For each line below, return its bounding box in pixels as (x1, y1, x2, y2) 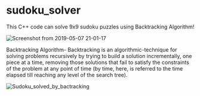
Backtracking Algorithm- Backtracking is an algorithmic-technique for (6, 46, 177, 53)
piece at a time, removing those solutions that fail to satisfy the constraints (6, 59, 189, 66)
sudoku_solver (6, 4, 81, 17)
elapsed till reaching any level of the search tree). (6, 71, 128, 78)
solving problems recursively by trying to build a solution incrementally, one (6, 52, 192, 59)
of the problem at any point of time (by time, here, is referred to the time (6, 65, 183, 72)
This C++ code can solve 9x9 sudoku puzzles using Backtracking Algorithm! (6, 23, 195, 30)
